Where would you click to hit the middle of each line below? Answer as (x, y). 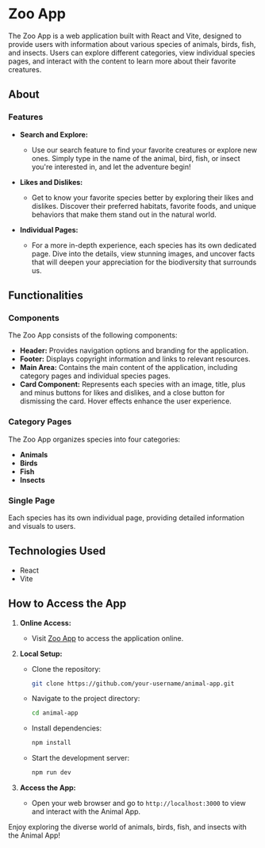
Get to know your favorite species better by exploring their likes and (142, 197)
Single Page (32, 500)
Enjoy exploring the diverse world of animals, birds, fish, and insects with (128, 827)
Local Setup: (41, 653)
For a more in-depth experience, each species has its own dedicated (144, 245)
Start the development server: (80, 758)
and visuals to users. (42, 526)
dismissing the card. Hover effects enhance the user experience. (125, 401)
